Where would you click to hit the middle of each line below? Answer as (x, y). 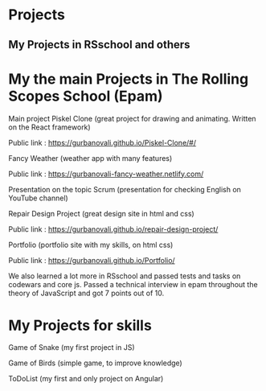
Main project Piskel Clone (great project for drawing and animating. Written (132, 118)
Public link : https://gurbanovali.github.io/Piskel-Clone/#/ (102, 142)
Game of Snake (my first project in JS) (72, 348)
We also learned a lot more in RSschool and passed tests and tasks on (125, 276)
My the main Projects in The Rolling (129, 79)
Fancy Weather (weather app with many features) (90, 158)
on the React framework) (49, 127)
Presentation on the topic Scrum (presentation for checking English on (125, 189)
